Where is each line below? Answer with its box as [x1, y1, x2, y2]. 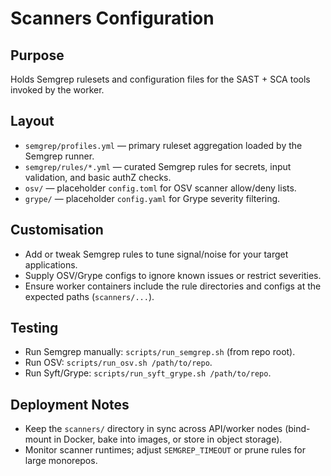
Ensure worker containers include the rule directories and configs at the [24, 280, 322, 292]
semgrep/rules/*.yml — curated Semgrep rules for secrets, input [24, 160, 292, 172]
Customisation [10, 222, 104, 239]
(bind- [284, 423, 311, 435]
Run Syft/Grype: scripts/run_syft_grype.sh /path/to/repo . [24, 367, 272, 379]
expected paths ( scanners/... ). [24, 290, 155, 302]
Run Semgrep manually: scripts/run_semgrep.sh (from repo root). [24, 346, 296, 358]
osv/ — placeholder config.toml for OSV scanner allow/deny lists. [24, 182, 297, 194]
